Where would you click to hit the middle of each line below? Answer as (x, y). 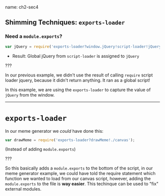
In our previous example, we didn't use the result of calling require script (79, 75)
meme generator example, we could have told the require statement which (80, 173)
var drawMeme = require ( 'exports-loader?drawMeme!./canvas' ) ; (70, 140)
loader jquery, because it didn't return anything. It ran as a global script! (78, 80)
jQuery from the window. (30, 95)
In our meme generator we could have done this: (54, 131)
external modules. (23, 189)
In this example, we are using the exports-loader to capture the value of (78, 90)
